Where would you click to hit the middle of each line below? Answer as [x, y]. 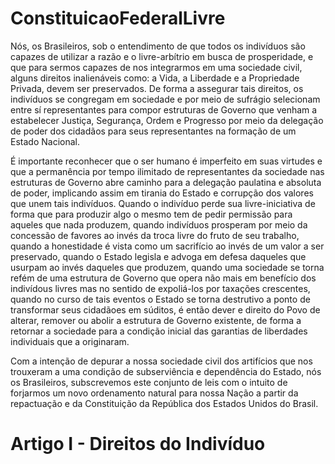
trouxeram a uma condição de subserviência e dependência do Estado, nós [166, 371]
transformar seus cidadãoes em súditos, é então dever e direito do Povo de [165, 309]
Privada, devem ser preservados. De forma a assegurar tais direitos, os [157, 88]
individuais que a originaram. [70, 341]
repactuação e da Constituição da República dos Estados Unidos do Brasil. [164, 403]
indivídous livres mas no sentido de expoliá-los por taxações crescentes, [160, 288]
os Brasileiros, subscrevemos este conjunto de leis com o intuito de [149, 382]
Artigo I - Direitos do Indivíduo [138, 444]
